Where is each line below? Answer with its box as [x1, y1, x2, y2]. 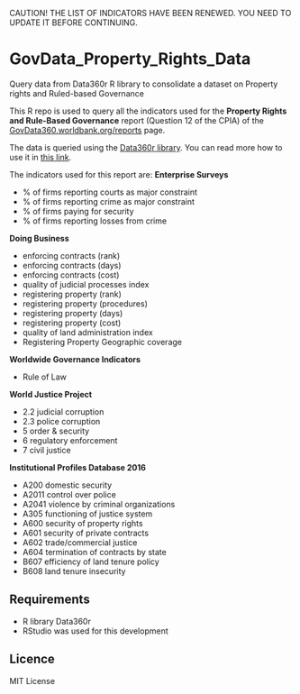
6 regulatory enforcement [22, 434, 118, 445]
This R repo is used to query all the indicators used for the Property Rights [9, 105, 287, 116]
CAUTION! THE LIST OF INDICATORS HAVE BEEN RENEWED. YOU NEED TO [9, 8, 292, 18]
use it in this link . [9, 151, 72, 162]
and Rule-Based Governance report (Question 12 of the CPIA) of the [9, 114, 264, 125]
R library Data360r [22, 616, 92, 626]
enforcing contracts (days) [22, 260, 122, 270]
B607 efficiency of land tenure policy [22, 556, 159, 567]
